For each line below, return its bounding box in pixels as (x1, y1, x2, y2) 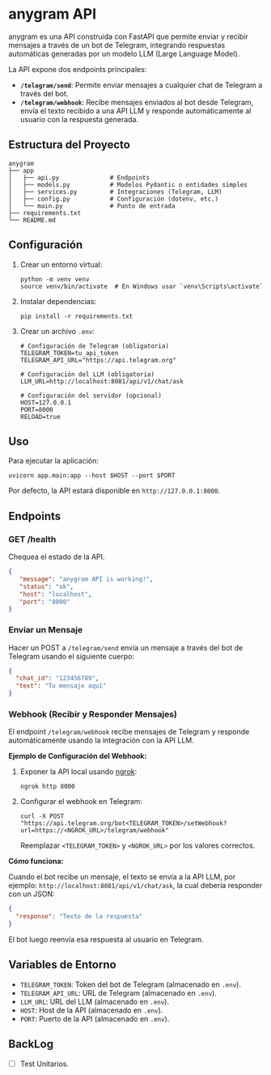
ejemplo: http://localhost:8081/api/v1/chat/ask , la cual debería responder (8, 881, 263, 891)
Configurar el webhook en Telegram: (19, 797, 143, 806)
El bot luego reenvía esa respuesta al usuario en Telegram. (8, 935, 204, 945)
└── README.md (8, 216, 57, 224)
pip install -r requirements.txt (19, 312, 133, 320)
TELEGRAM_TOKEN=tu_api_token (19, 349, 119, 357)
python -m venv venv (19, 275, 90, 283)
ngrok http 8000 (19, 782, 75, 791)
